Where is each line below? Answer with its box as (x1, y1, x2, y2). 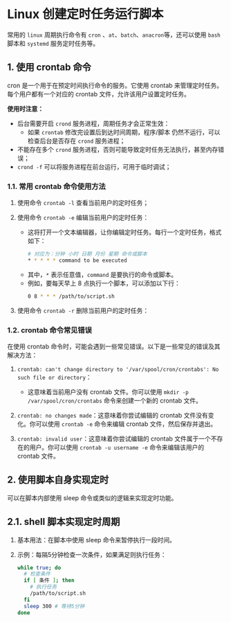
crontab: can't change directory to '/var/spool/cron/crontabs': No (17, 366, 219, 373)
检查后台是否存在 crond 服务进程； (27, 136, 126, 145)
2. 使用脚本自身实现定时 (7, 474, 109, 486)
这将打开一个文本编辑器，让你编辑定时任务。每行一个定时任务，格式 (27, 228, 222, 236)
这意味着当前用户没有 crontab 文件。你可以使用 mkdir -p (27, 387, 189, 396)
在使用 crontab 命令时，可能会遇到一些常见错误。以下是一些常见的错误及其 (7, 342, 221, 350)
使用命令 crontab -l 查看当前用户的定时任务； (17, 199, 149, 207)
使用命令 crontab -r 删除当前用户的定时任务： (17, 306, 149, 314)
